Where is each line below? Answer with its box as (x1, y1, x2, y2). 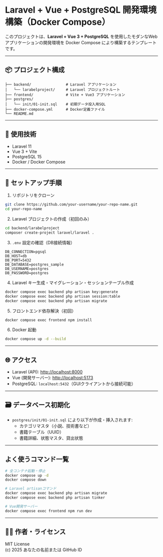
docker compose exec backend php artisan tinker (5, 495, 105, 500)
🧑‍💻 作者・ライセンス (5, 528, 66, 536)
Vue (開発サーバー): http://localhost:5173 (12, 375, 94, 381)
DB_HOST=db (5, 253, 27, 258)
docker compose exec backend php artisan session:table (5, 294, 120, 299)
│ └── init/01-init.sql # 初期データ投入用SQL (5, 101, 106, 107)
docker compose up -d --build (5, 337, 66, 341)
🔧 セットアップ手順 (5, 178, 62, 187)
